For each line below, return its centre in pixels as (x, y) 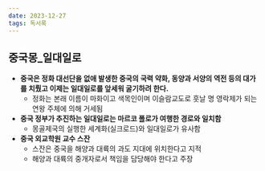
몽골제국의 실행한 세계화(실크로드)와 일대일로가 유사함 (116, 128)
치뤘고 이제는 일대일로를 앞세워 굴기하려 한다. (98, 88)
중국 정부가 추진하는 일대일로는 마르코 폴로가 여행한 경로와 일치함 (120, 119)
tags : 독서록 (27, 23)
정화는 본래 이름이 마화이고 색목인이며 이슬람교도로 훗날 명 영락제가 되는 (145, 99)
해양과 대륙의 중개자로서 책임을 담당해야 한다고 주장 (112, 159)
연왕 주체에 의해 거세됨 (67, 108)
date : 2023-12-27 (37, 16)
